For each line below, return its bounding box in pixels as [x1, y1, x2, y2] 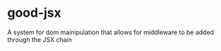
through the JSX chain [7, 35, 72, 43]
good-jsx [7, 5, 62, 21]
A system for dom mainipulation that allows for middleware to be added [7, 28, 215, 36]
